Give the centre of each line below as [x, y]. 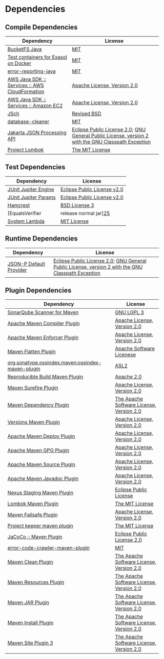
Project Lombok [26, 150]
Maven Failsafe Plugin [32, 515]
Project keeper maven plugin [40, 526]
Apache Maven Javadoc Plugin [43, 478]
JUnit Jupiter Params [32, 197]
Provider [17, 270]
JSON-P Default [26, 264]
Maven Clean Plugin [31, 562]
